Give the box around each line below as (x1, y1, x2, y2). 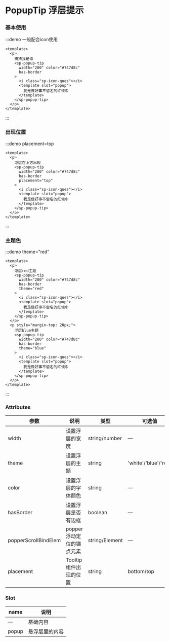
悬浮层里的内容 (28, 628, 64, 635)
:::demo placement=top (5, 140, 54, 147)
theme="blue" (18, 346, 47, 351)
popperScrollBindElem (8, 537, 61, 544)
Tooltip (65, 556, 82, 563)
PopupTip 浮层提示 (5, 5, 84, 16)
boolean (88, 509, 108, 516)
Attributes (5, 404, 31, 411)
